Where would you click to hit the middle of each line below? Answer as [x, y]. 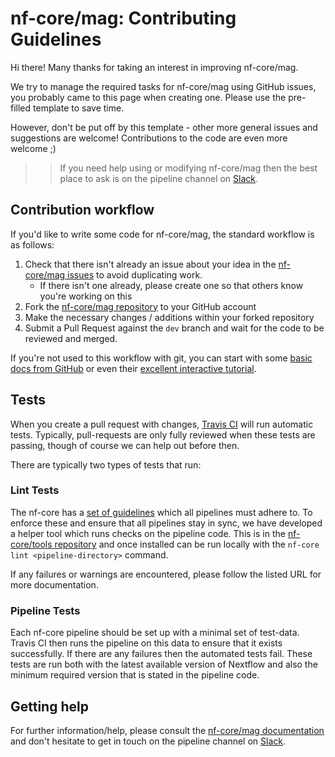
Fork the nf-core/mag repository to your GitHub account [140, 306]
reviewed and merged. [71, 338]
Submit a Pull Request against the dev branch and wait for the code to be [174, 328]
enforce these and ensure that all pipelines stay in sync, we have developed [166, 523]
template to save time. [79, 108]
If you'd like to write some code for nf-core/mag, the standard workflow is [162, 234]
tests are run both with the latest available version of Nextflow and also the [164, 664]
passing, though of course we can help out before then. [125, 445]
